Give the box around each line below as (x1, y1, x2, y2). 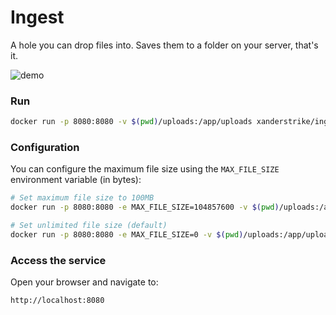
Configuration (10, 141, 80, 155)
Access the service (10, 253, 107, 267)
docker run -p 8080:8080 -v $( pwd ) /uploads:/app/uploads (10, 117, 253, 127)
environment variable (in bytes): (10, 174, 142, 186)
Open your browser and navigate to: (10, 276, 159, 288)
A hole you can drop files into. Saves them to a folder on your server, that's (10, 39, 319, 51)
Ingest (10, 6, 65, 29)
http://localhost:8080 (10, 296, 105, 306)
